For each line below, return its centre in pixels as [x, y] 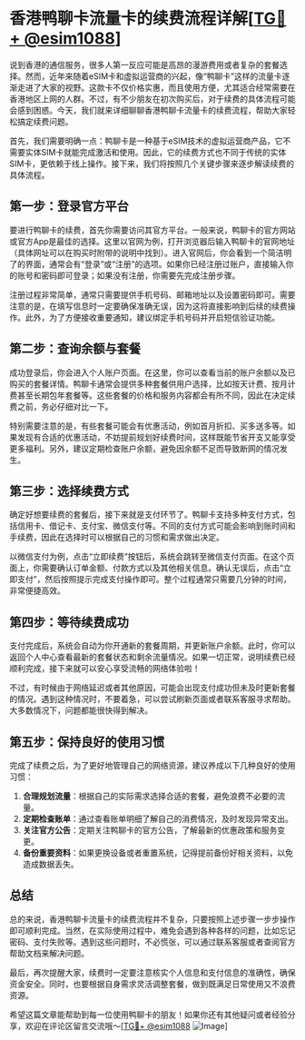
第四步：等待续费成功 [69, 622]
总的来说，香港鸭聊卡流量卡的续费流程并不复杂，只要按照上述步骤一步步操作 [152, 919]
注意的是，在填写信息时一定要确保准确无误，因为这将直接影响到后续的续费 [148, 306]
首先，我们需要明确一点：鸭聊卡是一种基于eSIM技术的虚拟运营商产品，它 [146, 141]
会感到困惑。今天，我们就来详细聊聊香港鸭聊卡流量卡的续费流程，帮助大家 [148, 110]
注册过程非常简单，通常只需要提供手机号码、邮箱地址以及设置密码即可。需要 [152, 294]
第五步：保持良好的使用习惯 [87, 742]
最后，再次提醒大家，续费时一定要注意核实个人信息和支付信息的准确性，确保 [152, 972]
